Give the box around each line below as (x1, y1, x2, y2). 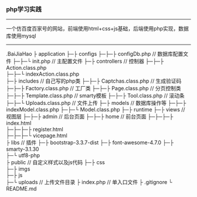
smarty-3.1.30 (6, 145, 39, 153)
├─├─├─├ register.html (6, 126, 63, 133)
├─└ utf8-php (6, 152, 40, 159)
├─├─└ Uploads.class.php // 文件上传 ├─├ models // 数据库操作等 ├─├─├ (6, 100, 186, 107)
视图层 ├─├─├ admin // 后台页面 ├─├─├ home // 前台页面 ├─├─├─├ (6, 113, 174, 120)
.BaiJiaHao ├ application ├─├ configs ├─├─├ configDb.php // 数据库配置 (6, 50, 184, 57)
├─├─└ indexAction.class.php (6, 70, 80, 77)
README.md (6, 185, 37, 192)
